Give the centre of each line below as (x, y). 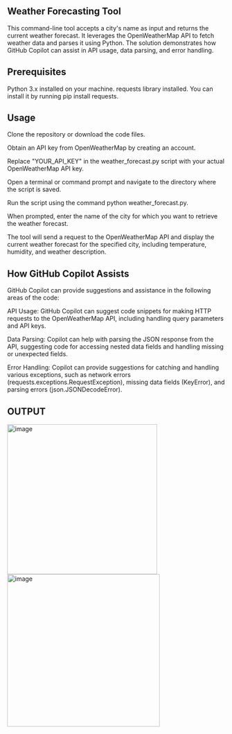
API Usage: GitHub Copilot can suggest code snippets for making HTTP (109, 311)
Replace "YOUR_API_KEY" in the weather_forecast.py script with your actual (116, 161)
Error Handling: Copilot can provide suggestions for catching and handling (113, 367)
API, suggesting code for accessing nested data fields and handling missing (115, 347)
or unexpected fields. (37, 354)
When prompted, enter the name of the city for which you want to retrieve (113, 216)
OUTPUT (27, 411)
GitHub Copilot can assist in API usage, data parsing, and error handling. (110, 50)
